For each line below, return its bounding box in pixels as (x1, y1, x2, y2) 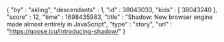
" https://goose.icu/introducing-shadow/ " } (6, 27, 126, 35)
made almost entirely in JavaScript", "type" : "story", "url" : (6, 20, 173, 28)
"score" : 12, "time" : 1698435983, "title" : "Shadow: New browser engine (6, 13, 213, 21)
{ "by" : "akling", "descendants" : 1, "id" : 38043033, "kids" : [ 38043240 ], (6, 6, 218, 14)
